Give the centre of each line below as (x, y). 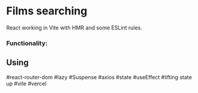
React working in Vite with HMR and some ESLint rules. (74, 28)
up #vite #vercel (26, 83)
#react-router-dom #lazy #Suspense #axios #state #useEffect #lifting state (99, 77)
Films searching (47, 11)
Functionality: (27, 43)
